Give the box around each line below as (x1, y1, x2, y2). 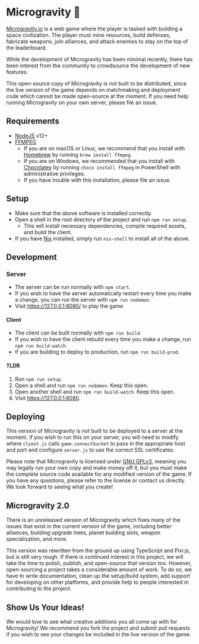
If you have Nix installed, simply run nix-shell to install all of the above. (14, 235, 190, 242)
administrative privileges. (23, 170, 86, 177)
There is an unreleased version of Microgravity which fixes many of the (6, 516, 181, 524)
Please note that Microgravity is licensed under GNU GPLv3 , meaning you (6, 458, 187, 465)
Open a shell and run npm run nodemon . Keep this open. (14, 382, 149, 389)
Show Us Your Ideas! (6, 602, 84, 612)
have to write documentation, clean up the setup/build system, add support (6, 572, 191, 580)
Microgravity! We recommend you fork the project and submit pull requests (6, 624, 190, 631)
